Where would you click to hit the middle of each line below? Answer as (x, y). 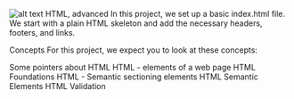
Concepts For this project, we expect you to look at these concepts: (134, 50)
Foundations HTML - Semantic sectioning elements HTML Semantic (134, 77)
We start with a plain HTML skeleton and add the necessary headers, (136, 23)
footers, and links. (42, 33)
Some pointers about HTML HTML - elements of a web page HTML (133, 67)
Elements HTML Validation (58, 86)
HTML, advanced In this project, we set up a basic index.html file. (165, 14)
